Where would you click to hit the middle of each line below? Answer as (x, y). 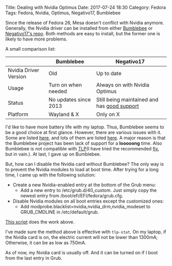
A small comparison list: (30, 49)
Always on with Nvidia (123, 85)
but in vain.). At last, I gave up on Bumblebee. (53, 154)
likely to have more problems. (36, 39)
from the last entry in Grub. (34, 258)
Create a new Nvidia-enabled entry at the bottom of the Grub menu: (84, 185)
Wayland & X (64, 114)
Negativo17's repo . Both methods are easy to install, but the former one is (83, 34)
